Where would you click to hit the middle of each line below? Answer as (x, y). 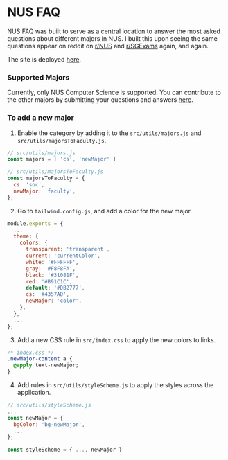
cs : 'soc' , (29, 185)
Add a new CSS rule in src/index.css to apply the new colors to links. (116, 339)
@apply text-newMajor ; (46, 365)
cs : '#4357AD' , (47, 294)
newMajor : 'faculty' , (45, 191)
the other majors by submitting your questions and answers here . (100, 100)
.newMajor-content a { (40, 359)
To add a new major (41, 118)
